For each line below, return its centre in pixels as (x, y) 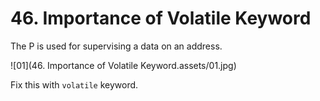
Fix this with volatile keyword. (74, 84)
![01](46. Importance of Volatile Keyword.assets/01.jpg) (123, 65)
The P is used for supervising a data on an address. (116, 46)
